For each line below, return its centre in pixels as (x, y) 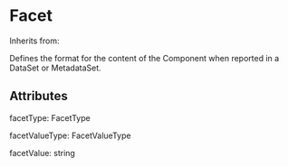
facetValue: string (42, 153)
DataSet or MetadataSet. (55, 68)
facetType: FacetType (50, 117)
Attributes (38, 96)
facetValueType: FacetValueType (70, 135)
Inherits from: (34, 41)
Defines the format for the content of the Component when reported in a (144, 58)
